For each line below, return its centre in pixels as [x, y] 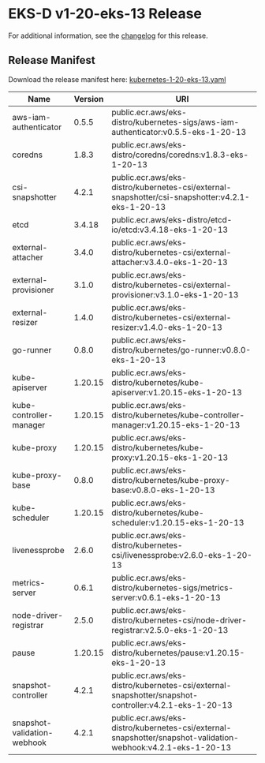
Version [89, 99]
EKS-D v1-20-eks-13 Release [105, 14]
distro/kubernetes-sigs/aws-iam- [175, 122]
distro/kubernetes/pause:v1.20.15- [178, 653]
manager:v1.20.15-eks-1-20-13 [176, 425]
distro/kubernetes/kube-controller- [178, 415]
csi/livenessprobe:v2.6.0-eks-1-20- [182, 555]
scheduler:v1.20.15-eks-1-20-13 [178, 522]
